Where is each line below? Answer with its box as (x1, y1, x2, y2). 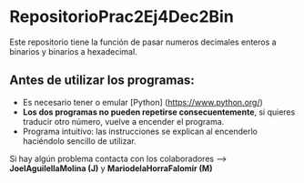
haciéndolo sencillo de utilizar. (22, 135, 137, 147)
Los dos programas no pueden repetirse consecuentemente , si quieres (22, 107, 296, 117)
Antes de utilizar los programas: (9, 73, 196, 88)
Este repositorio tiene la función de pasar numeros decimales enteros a (9, 36, 277, 47)
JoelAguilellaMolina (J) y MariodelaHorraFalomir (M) (9, 162, 213, 174)
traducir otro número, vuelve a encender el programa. (22, 116, 225, 127)
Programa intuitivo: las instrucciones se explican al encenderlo (22, 126, 258, 137)
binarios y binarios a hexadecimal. (9, 46, 138, 56)
